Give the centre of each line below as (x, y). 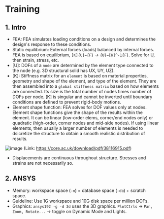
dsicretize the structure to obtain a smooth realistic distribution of (79, 133)
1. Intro (16, 27)
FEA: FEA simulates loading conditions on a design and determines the (84, 39)
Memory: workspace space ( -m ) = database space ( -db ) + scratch (79, 190)
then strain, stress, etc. (35, 60)
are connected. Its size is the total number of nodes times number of (82, 91)
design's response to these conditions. (51, 44)
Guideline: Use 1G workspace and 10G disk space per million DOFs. (81, 201)
